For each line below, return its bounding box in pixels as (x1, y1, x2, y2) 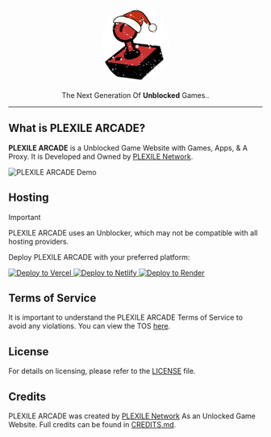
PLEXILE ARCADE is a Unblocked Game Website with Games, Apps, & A (8, 142, 248, 152)
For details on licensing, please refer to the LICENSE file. (8, 367, 196, 376)
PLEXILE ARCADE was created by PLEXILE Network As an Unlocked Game (8, 411, 256, 421)
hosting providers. (8, 236, 69, 246)
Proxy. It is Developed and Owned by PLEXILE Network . (8, 151, 194, 161)
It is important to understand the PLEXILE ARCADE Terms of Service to (8, 312, 244, 322)
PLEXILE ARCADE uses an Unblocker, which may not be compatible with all (8, 227, 258, 237)
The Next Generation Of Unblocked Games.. (61, 91, 210, 100)
